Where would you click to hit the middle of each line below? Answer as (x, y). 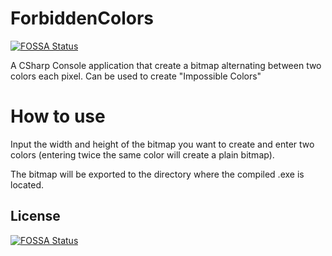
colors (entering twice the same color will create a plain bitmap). (142, 154)
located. (27, 184)
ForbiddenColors (82, 18)
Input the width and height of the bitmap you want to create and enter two (162, 144)
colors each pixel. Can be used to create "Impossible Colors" (136, 76)
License (35, 216)
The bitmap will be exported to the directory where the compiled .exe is (157, 174)
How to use (58, 116)
